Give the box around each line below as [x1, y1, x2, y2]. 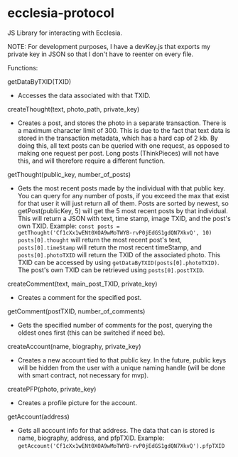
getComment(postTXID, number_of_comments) [7, 307, 146, 316]
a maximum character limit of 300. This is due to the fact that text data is [17, 126, 231, 134]
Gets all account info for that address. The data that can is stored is [17, 426, 215, 434]
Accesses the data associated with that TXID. [17, 91, 151, 100]
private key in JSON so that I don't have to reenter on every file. [7, 50, 194, 58]
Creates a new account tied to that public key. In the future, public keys [17, 355, 227, 364]
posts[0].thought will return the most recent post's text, [17, 235, 183, 244]
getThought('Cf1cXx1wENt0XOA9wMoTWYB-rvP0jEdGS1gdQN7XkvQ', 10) [17, 229, 212, 236]
